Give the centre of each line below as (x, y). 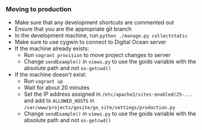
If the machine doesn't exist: (51, 75)
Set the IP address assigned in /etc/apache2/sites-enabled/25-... (108, 94)
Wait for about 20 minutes (56, 88)
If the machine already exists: (52, 48)
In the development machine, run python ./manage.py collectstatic (101, 36)
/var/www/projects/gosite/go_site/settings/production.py (99, 108)
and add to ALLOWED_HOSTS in (59, 101)
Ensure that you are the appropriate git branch (73, 29)
